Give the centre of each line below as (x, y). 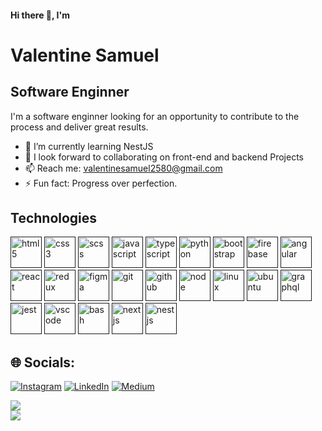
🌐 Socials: (43, 362)
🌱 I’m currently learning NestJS (89, 146)
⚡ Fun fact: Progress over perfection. (101, 183)
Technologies (54, 217)
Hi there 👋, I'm (40, 15)
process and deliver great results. (79, 127)
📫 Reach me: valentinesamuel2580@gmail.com (123, 168)
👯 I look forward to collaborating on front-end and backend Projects (164, 157)
